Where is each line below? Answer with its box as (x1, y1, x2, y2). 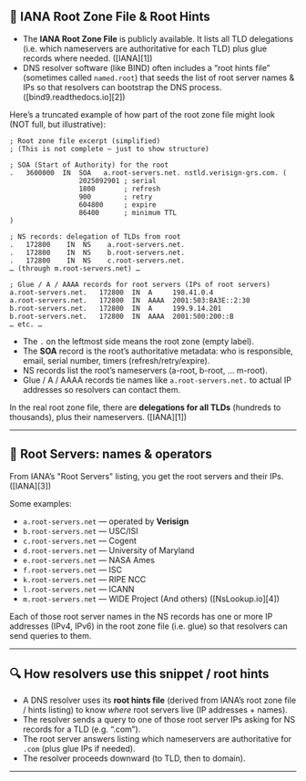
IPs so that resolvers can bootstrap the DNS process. (22, 81, 222, 92)
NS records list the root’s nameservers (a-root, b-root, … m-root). (22, 365, 269, 375)
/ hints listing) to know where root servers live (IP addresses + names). (22, 704, 289, 715)
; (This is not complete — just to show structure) (9, 144, 209, 153)
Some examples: (9, 498, 72, 509)
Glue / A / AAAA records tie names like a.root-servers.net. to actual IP (22, 375, 291, 385)
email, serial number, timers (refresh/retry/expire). (22, 355, 210, 365)
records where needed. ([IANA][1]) (22, 52, 153, 64)
